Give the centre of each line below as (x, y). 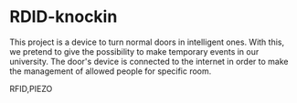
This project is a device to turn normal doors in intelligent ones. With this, (147, 42)
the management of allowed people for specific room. (111, 71)
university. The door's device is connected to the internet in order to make (149, 61)
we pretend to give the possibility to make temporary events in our (134, 51)
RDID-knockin (64, 17)
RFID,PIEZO (31, 88)
